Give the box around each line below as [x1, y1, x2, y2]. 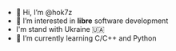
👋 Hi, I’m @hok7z [15, 8, 73, 17]
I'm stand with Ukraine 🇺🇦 [15, 25, 106, 33]
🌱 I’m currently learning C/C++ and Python [15, 33, 157, 43]
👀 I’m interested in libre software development [15, 16, 169, 25]
